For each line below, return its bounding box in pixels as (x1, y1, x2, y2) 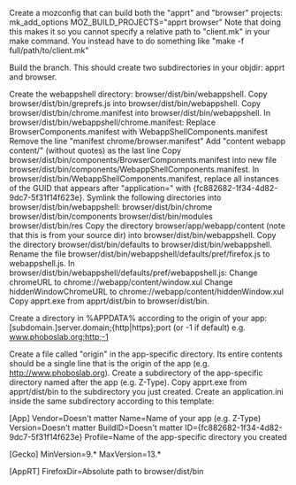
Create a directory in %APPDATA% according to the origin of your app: (9, 313, 268, 323)
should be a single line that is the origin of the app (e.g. (9, 358, 210, 368)
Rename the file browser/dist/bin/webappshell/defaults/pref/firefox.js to (9, 249, 270, 259)
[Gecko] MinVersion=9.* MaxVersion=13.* (9, 449, 162, 459)
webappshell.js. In (9, 258, 75, 268)
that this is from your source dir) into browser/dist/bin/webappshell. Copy (9, 230, 277, 240)
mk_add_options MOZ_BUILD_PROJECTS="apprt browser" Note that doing (9, 17, 281, 27)
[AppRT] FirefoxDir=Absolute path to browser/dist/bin (9, 466, 204, 476)
